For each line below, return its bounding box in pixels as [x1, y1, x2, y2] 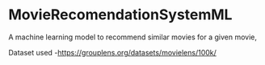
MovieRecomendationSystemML [8, 6, 233, 24]
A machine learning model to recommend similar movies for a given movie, [8, 32, 257, 42]
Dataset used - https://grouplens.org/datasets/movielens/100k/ [8, 47, 217, 57]
